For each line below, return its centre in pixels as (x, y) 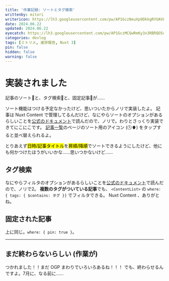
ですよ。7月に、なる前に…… (34, 273)
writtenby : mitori (24, 15)
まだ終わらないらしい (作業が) (52, 254)
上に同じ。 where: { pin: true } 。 (41, 232)
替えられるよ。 (38, 135)
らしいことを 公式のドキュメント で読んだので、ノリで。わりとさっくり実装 (82, 121)
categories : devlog (26, 38)
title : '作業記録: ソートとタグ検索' (40, 10)
